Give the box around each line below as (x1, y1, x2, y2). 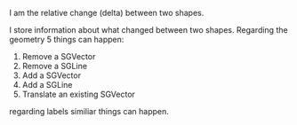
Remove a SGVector (21, 51, 96, 61)
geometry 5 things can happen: (9, 35, 124, 44)
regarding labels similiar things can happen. (9, 106, 169, 116)
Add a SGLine (21, 80, 73, 90)
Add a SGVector (21, 70, 82, 81)
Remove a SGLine (21, 61, 87, 71)
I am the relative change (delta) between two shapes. (9, 8, 205, 18)
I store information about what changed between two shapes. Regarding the (9, 25, 288, 35)
